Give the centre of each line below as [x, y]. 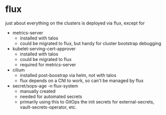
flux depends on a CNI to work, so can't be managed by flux [82, 80]
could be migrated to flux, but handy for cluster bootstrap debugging [90, 43]
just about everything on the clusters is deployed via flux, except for [75, 23]
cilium [18, 70]
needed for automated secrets [51, 96]
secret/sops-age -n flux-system [45, 85]
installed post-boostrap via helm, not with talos [68, 75]
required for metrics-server [48, 64]
